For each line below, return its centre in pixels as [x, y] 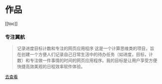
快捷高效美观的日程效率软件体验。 [51, 67]
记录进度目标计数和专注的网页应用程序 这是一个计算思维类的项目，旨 [85, 48]
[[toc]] [11, 23]
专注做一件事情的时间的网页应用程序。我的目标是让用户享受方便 [94, 60]
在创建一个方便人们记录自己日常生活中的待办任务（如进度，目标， [83, 55]
